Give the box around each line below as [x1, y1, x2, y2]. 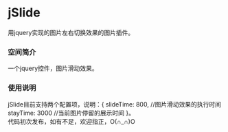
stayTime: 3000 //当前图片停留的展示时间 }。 [8, 109, 135, 117]
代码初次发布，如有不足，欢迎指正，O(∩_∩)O [8, 117, 136, 125]
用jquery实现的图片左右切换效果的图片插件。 [8, 28, 135, 36]
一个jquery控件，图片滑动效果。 [8, 64, 98, 73]
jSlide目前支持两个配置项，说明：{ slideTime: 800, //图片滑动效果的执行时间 [8, 100, 222, 108]
